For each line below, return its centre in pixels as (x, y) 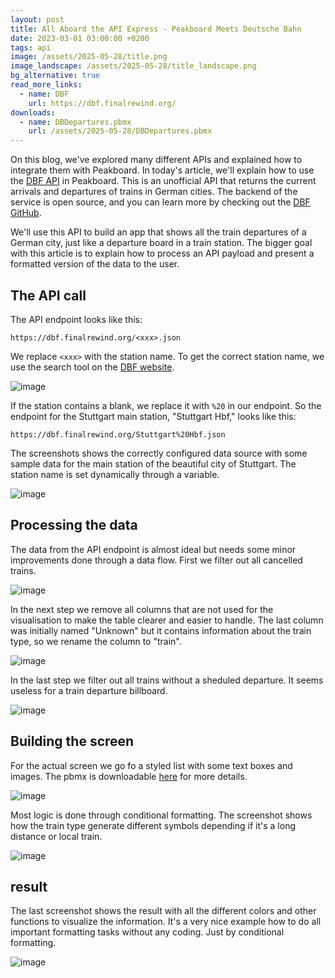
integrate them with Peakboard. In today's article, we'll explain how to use (162, 170)
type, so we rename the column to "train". (96, 641)
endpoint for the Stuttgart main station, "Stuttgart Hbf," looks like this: (153, 416)
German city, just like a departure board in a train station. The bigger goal (161, 243)
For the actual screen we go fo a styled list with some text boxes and (151, 765)
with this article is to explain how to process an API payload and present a (162, 253)
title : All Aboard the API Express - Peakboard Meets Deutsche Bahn (156, 29)
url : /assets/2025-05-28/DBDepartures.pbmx (120, 131)
